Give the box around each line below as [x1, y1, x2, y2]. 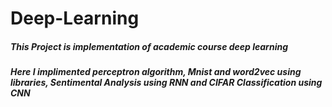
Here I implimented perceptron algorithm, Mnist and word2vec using [10, 66, 302, 78]
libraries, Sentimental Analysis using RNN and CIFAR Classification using [10, 77, 323, 89]
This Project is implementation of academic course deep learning [10, 40, 289, 52]
